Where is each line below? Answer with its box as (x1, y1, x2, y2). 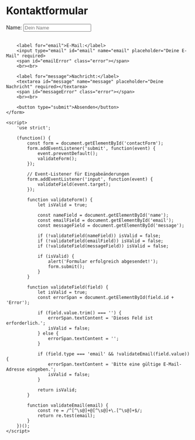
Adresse (6, 366, 25, 372)
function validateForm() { (27, 197, 93, 203)
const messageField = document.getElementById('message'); (37, 222, 184, 229)
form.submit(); (47, 263, 85, 270)
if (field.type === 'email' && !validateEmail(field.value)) (37, 351, 190, 357)
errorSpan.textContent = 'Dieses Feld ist (47, 315, 153, 321)
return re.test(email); (37, 412, 95, 418)
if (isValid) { (37, 253, 75, 259)
